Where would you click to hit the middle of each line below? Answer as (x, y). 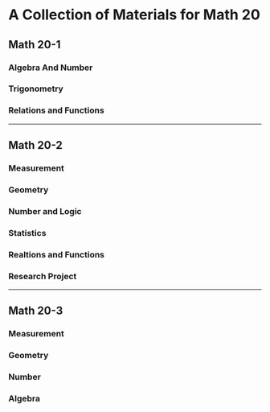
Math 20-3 (36, 311)
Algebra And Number (51, 68)
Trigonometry (36, 89)
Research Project (43, 276)
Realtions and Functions (57, 254)
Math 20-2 (35, 145)
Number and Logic (45, 211)
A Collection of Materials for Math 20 (135, 15)
